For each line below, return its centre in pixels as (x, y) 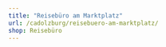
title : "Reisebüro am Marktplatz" (66, 16)
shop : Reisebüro (35, 30)
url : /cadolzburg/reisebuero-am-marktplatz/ (83, 23)
